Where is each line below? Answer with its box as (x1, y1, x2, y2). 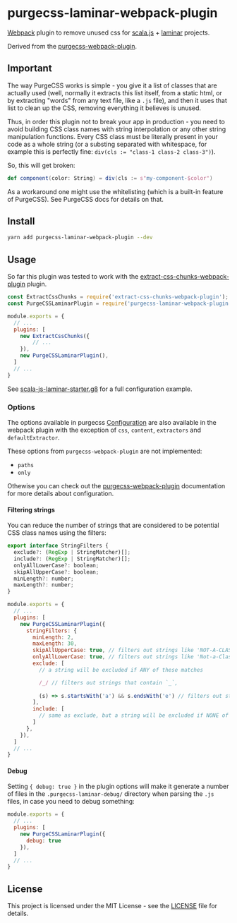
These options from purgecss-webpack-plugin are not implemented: (7, 447, 202, 455)
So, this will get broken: (7, 161, 75, 169)
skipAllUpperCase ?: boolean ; (13, 568, 99, 576)
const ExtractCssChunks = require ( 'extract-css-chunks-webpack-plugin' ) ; (7, 294, 229, 301)
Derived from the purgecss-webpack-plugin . (7, 42, 138, 50)
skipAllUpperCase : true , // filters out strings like (32, 647, 194, 654)
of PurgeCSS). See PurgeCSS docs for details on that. (7, 195, 164, 203)
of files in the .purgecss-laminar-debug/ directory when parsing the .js (7, 790, 214, 798)
